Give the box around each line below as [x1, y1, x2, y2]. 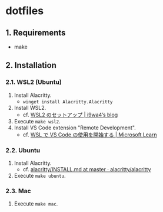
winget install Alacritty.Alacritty [22, 99, 113, 105]
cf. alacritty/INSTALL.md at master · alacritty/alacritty [22, 165, 151, 172]
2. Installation [5, 60, 57, 70]
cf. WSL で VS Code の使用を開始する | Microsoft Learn [22, 131, 157, 138]
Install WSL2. [14, 104, 46, 111]
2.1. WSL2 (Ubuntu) [5, 78, 62, 86]
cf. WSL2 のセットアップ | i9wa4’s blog [22, 111, 118, 118]
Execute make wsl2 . [14, 118, 61, 125]
